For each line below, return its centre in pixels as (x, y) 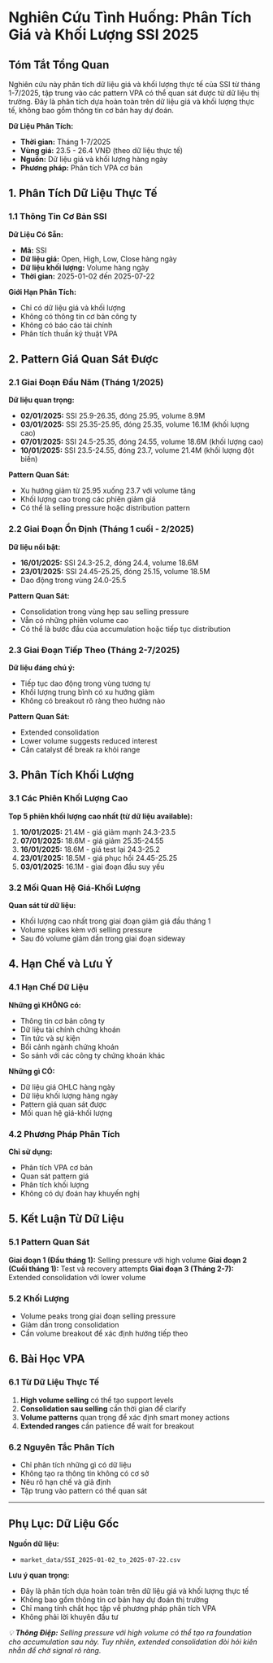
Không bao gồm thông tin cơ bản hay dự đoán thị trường (114, 1599)
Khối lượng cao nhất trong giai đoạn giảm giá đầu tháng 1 (115, 921)
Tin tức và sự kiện (50, 1038)
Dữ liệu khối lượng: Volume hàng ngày (84, 267)
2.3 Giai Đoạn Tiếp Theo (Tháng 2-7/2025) (94, 650)
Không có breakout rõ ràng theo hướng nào (93, 700)
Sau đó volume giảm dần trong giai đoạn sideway (102, 938)
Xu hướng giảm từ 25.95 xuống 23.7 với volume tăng (108, 491)
